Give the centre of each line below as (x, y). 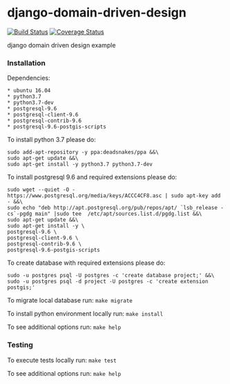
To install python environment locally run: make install (85, 314)
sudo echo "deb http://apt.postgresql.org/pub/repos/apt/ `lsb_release (112, 208)
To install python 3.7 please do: (52, 140)
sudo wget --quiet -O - (41, 190)
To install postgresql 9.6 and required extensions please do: (92, 177)
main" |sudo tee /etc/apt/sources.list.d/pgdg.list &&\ (118, 214)
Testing (20, 345)
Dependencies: (29, 78)
